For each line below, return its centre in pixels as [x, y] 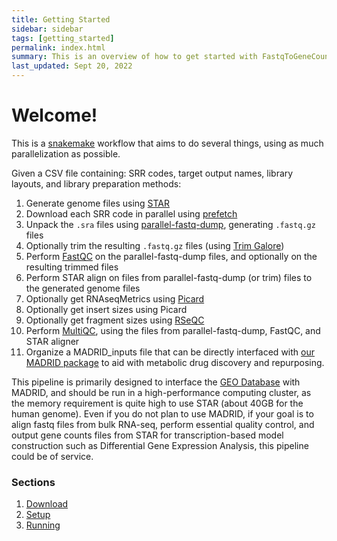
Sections [33, 482]
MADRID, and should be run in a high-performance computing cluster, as [161, 392]
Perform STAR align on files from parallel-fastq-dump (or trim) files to [169, 277]
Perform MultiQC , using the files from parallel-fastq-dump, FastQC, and [173, 330]
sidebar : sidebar [47, 29]
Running [43, 525]
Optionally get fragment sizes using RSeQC [115, 320]
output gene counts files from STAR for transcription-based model [147, 435]
